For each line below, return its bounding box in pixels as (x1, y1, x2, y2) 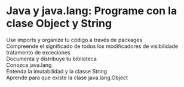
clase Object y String (6, 17, 112, 30)
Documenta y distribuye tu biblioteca (6, 55, 97, 62)
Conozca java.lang (6, 61, 52, 69)
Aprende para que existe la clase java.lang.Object (6, 74, 128, 81)
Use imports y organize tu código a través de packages (6, 36, 143, 43)
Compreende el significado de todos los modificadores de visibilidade (6, 43, 178, 50)
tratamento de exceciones (6, 49, 70, 56)
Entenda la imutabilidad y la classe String (6, 67, 108, 75)
